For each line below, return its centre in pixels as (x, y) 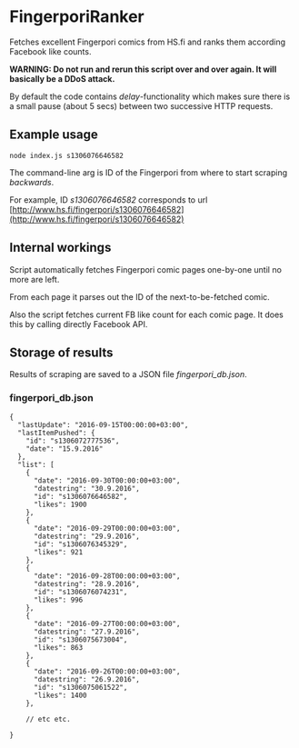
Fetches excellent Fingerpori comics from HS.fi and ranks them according (148, 42)
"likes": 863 (58, 647)
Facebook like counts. (50, 51)
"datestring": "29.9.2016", (87, 536)
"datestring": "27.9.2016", (87, 632)
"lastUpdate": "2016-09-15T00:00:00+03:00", (103, 424)
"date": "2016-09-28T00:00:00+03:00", (107, 576)
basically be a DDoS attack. (62, 78)
